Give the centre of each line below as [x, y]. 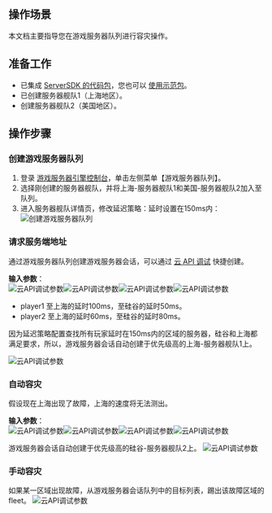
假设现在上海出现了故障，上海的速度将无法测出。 [90, 403]
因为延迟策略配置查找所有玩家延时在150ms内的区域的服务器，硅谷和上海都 [133, 333]
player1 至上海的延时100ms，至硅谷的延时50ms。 [103, 306]
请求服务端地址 [38, 242]
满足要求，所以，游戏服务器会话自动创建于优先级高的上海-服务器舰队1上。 [133, 344]
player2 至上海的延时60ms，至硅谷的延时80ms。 [102, 316]
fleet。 [19, 501]
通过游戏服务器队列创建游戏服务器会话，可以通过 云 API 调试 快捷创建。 [129, 261]
